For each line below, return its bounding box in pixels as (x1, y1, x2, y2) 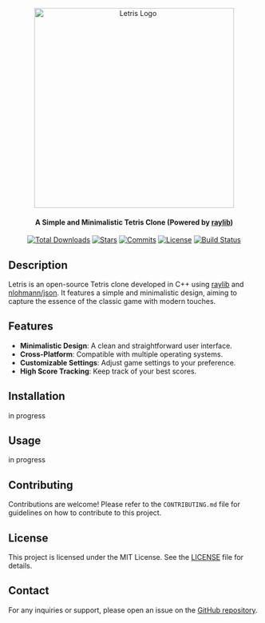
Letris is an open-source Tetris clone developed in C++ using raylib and (8, 280, 244, 290)
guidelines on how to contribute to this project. (8, 508, 162, 517)
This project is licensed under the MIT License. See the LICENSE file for (8, 553, 244, 562)
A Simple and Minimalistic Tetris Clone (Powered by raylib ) (34, 217, 234, 227)
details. (8, 561, 33, 571)
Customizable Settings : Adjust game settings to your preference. (19, 357, 236, 367)
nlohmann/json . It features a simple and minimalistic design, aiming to (8, 288, 238, 298)
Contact (8, 584, 49, 597)
